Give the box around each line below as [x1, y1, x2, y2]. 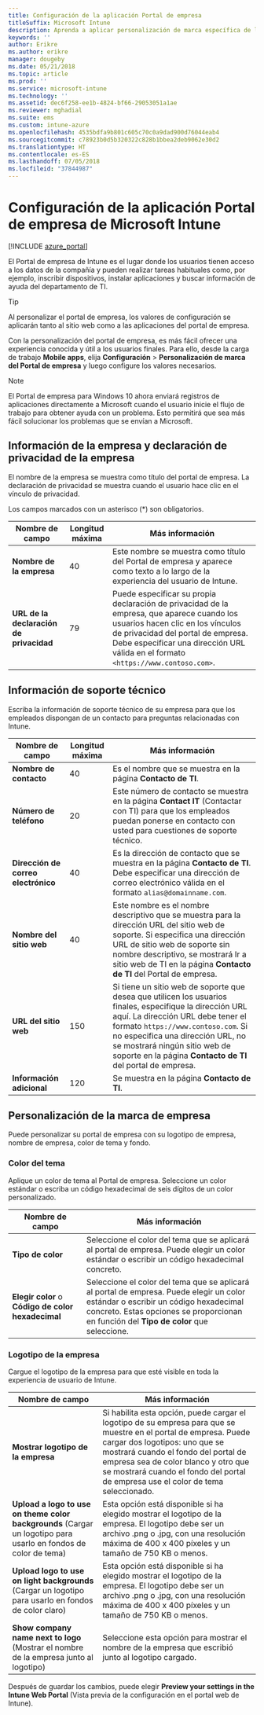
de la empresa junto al [12, 1651, 94, 1662]
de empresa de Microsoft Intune [8, 215, 222, 233]
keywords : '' [8, 33, 51, 42]
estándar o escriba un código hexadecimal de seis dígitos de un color [8, 1184, 233, 1193]
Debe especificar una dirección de [112, 867, 240, 878]
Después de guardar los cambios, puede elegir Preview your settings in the [8, 1681, 255, 1691]
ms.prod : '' [8, 77, 47, 85]
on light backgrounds [12, 1575, 94, 1586]
